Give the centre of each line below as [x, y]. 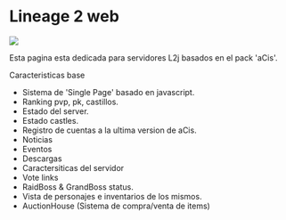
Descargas [42, 159]
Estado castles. [50, 120]
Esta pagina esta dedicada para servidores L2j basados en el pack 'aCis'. [143, 57]
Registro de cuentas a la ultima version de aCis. [110, 130]
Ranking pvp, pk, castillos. [70, 102]
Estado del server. [55, 111]
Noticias [37, 139]
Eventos [37, 149]
